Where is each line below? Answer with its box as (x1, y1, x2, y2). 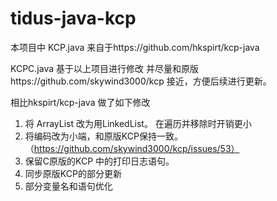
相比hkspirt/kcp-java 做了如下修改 (10, 96, 151, 108)
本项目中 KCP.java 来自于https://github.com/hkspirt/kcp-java (10, 41, 260, 53)
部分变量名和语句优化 (24, 180, 113, 192)
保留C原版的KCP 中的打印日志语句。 (24, 155, 175, 167)
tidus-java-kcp (10, 7, 137, 30)
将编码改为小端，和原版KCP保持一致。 (24, 130, 183, 142)
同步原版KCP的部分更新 (24, 167, 122, 179)
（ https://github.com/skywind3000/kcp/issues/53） (24, 142, 240, 154)
